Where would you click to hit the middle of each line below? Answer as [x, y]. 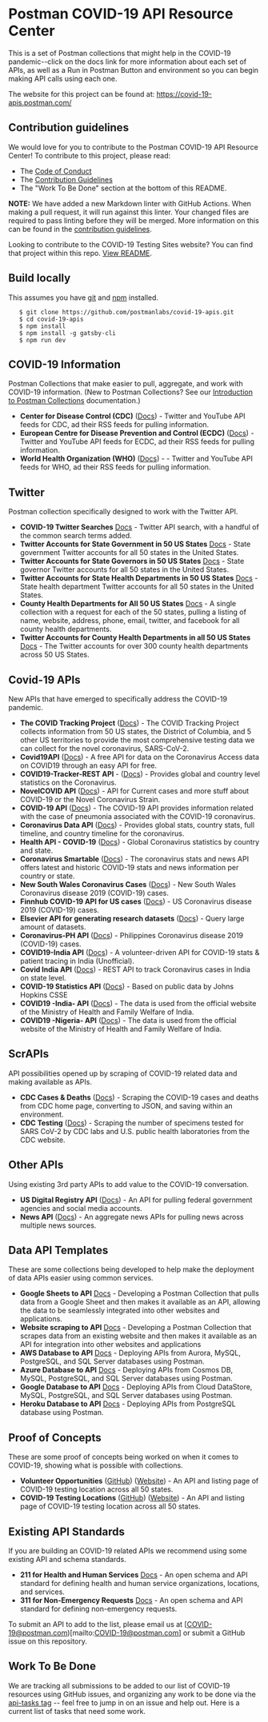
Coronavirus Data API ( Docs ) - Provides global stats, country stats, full [137, 825]
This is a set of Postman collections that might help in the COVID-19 [120, 53]
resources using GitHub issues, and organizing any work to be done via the [132, 1694]
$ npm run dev [42, 340]
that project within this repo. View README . [80, 253]
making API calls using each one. [63, 78]
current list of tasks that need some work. [77, 1711]
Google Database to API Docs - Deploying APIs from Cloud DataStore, [136, 1387]
